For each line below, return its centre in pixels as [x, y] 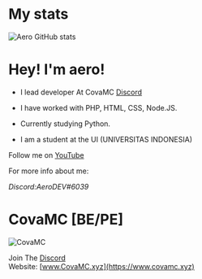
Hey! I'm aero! [57, 70]
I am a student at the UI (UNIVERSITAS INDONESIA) [106, 139]
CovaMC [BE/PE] [66, 220]
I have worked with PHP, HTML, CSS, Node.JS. [99, 107]
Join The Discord [37, 258]
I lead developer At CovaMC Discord [81, 92]
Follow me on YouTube [46, 155]
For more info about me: [49, 171]
